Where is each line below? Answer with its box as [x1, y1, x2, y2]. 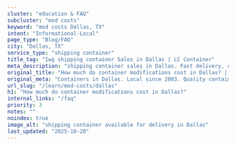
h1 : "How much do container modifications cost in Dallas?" [7, 88, 188, 95]
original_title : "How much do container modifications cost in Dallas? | [7, 69, 228, 76]
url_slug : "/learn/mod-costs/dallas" [7, 82, 118, 89]
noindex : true [7, 114, 49, 121]
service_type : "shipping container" [7, 50, 114, 57]
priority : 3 [7, 102, 42, 109]
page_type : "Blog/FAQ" [7, 36, 74, 44]
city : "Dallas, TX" [7, 43, 65, 50]
